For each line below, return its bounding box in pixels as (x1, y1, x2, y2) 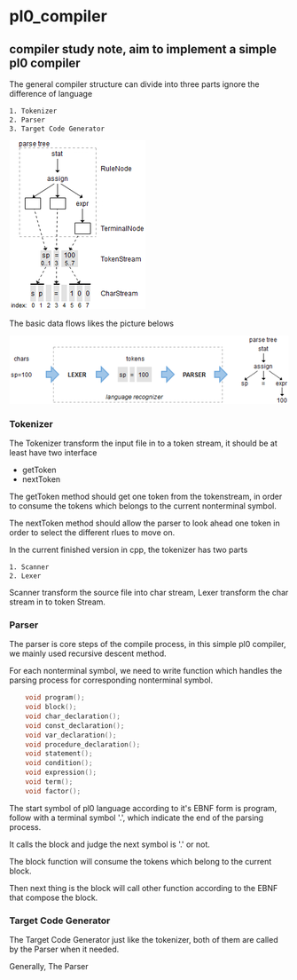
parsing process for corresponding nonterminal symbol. (9, 675, 214, 685)
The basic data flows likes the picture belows (9, 318, 175, 328)
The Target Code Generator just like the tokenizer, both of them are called (9, 935, 278, 945)
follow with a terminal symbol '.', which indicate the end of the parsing (9, 812, 264, 823)
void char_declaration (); (25, 712, 121, 721)
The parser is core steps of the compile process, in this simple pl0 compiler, (9, 639, 286, 650)
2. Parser (9, 115, 46, 124)
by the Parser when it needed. (9, 944, 120, 955)
